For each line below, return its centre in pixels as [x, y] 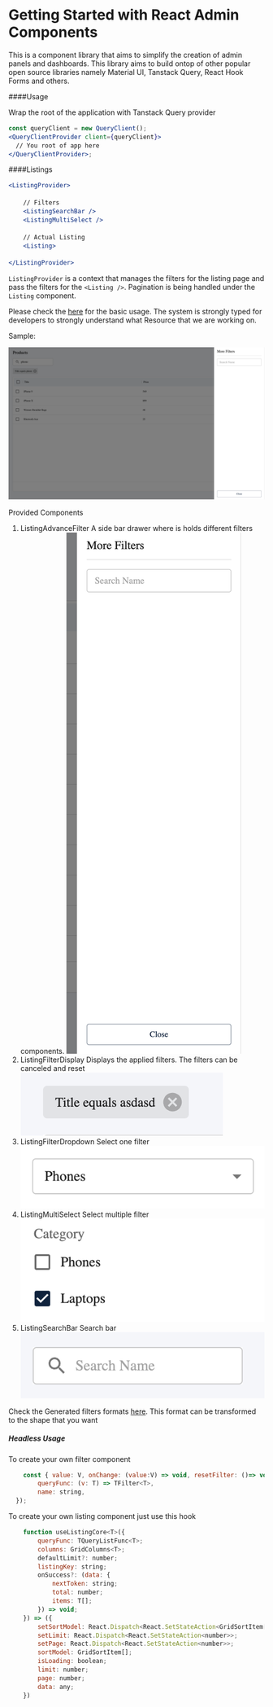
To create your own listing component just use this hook [102, 1516]
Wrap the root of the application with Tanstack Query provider [112, 112]
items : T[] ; [72, 1601]
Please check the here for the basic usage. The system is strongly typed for [135, 312]
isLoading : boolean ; [72, 1661]
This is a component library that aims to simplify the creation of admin [126, 55]
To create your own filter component [70, 1459]
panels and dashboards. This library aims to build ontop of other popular [130, 64]
